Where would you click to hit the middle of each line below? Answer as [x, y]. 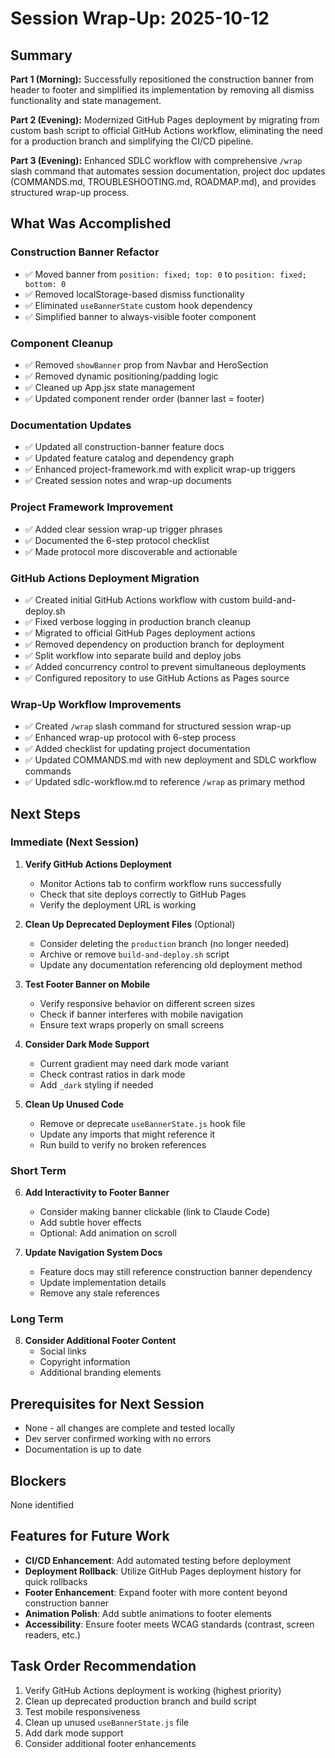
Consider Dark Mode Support [87, 1044]
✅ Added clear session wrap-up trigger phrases [123, 529]
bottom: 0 [45, 284]
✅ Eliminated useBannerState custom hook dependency [138, 305]
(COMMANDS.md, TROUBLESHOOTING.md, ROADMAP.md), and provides [163, 181]
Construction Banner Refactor [85, 252]
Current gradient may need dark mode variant [134, 1063]
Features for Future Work [90, 1536]
